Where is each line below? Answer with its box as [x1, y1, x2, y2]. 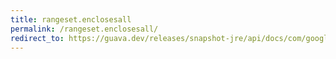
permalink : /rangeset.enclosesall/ [10, 24, 159, 34]
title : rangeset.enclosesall [10, 14, 132, 25]
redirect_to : [10, 33, 65, 43]
